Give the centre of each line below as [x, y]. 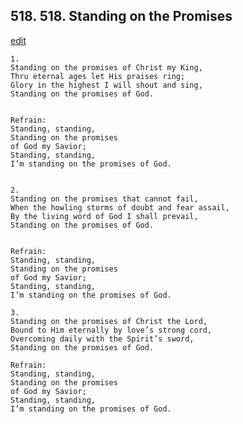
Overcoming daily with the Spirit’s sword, [102, 339]
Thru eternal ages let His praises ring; [98, 76]
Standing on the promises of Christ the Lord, [109, 321]
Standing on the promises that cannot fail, [104, 199]
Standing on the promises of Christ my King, [106, 67]
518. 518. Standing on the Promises [121, 16]
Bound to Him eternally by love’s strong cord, [111, 330]
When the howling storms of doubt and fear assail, [120, 207]
